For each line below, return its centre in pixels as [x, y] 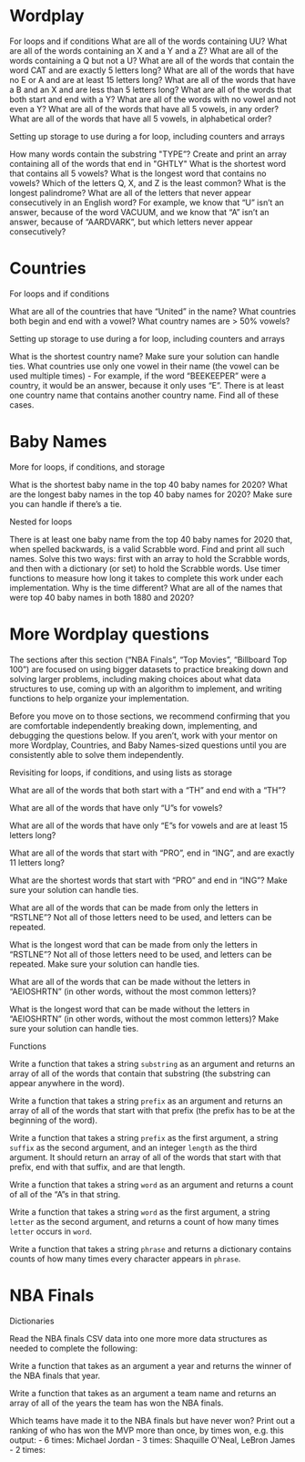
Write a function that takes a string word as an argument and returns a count [152, 1184]
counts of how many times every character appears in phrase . [125, 1259]
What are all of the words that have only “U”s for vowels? [116, 807]
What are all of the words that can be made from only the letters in [134, 907]
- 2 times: [27, 1449]
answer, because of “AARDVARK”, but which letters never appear [131, 222]
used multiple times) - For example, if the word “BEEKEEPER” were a [138, 376]
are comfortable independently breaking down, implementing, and [133, 725]
